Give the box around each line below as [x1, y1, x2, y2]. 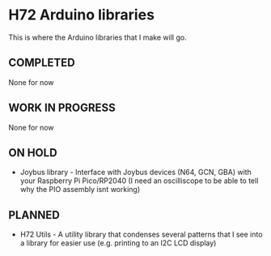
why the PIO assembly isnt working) [19, 185, 141, 194]
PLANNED [8, 208, 61, 222]
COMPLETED [8, 56, 75, 70]
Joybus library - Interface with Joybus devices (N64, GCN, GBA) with [19, 168, 252, 177]
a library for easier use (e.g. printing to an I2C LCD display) [19, 238, 217, 248]
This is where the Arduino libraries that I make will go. [8, 32, 188, 42]
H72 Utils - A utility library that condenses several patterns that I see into [19, 229, 263, 240]
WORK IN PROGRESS [8, 101, 116, 115]
